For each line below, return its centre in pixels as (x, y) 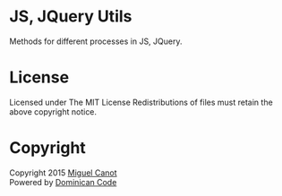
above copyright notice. (53, 111)
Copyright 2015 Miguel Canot (64, 173)
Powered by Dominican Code (63, 182)
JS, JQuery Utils (71, 17)
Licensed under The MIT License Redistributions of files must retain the (141, 102)
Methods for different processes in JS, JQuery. (96, 41)
